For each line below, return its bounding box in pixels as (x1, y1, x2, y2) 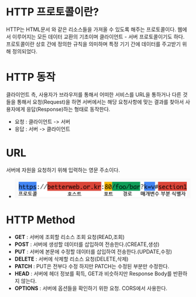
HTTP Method (6, 213, 75, 227)
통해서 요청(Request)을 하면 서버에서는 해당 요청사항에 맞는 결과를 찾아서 (16, 98, 184, 105)
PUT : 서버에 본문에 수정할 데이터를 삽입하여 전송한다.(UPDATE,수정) (14, 248, 173, 255)
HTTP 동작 (6, 71, 56, 84)
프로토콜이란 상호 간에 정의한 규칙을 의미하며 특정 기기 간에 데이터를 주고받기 (6, 40, 181, 47)
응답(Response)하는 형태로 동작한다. (26, 105, 111, 112)
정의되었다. (12, 47, 38, 54)
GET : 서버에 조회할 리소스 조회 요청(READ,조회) (14, 234, 125, 241)
